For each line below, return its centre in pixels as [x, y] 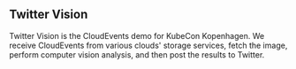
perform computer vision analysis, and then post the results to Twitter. [137, 54]
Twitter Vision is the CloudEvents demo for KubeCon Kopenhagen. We [137, 35]
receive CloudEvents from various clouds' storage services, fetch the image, [148, 45]
